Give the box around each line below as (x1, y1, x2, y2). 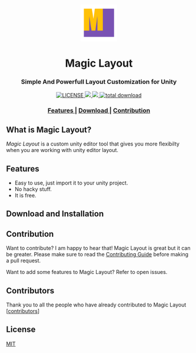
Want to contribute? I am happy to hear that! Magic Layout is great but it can (6, 245, 191, 252)
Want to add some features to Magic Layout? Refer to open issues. (6, 269, 168, 276)
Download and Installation (6, 209, 104, 219)
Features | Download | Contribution (47, 107, 151, 115)
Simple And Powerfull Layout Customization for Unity (21, 78, 177, 86)
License (6, 325, 36, 335)
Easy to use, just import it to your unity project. (14, 179, 128, 187)
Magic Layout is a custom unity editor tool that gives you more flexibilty (6, 140, 180, 147)
